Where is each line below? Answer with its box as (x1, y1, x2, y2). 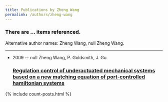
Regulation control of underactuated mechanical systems (12, 67, 155, 74)
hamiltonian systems (12, 79, 65, 86)
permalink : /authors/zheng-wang (5, 12, 72, 17)
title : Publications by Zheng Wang (5, 7, 79, 13)
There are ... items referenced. (5, 29, 81, 36)
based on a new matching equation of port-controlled (12, 73, 145, 80)
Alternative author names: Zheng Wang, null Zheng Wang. (5, 40, 124, 46)
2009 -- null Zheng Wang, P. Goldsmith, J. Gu (12, 54, 106, 60)
